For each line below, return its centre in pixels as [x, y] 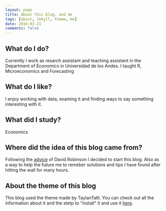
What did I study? [33, 120]
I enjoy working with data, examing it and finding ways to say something [79, 99]
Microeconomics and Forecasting [39, 71]
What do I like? [29, 87]
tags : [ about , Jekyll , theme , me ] [41, 19]
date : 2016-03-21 [23, 24]
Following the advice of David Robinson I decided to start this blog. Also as [82, 160]
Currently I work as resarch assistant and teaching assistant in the [73, 60]
